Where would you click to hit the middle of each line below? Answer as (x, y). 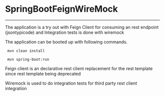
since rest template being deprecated (43, 73)
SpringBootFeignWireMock (62, 9)
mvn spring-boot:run (28, 59)
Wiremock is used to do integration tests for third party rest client (71, 83)
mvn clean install (26, 51)
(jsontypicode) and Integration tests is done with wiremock (65, 32)
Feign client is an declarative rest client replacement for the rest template (79, 68)
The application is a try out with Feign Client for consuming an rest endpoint (82, 27)
